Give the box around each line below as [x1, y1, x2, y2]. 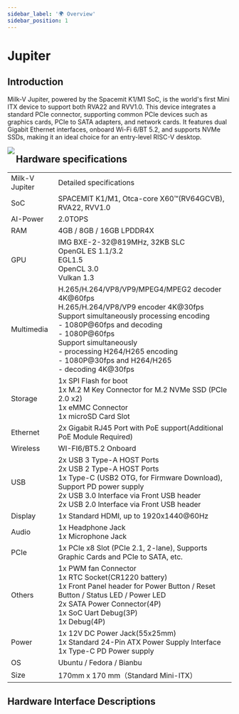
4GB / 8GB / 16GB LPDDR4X [58, 225, 154, 235]
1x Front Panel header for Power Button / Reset [58, 581, 216, 591]
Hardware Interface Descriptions [7, 695, 156, 708]
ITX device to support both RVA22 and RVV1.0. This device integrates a [7, 102, 216, 111]
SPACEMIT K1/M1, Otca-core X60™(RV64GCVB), [58, 193, 225, 203]
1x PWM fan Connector [58, 563, 137, 573]
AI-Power [11, 214, 44, 224]
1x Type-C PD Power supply [58, 646, 154, 656]
